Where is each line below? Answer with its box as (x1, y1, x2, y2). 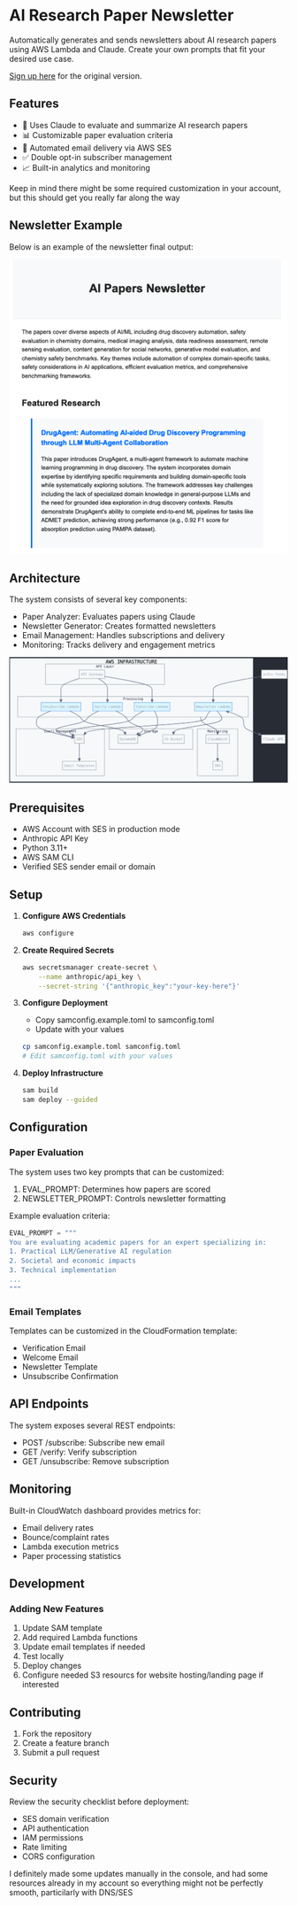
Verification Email (21, 1343, 87, 1354)
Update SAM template (21, 1623, 103, 1633)
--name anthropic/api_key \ (38, 972, 141, 981)
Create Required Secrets (21, 945, 115, 955)
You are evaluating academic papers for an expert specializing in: (9, 1238, 267, 1246)
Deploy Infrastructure (21, 1068, 103, 1078)
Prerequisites (9, 800, 85, 815)
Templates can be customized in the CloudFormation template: (9, 1325, 238, 1337)
